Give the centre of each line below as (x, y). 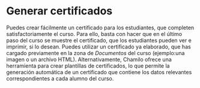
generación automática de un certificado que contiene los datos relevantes (99, 72)
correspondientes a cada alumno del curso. (60, 78)
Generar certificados (59, 11)
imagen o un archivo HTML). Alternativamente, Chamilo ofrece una (89, 59)
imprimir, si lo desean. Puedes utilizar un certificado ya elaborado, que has (98, 47)
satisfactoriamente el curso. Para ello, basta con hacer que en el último (94, 34)
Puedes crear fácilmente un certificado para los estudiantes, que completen (100, 28)
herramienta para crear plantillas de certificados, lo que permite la (88, 66)
